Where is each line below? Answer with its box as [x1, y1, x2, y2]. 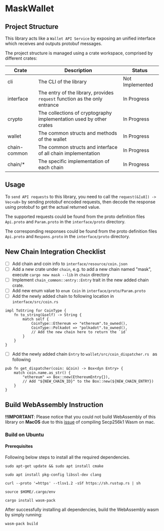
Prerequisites [5, 443, 33, 449]
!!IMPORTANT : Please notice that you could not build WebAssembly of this [5, 413, 156, 419]
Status [132, 67, 148, 73]
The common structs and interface [38, 144, 118, 150]
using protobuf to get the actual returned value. [5, 204, 101, 210]
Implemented [123, 81, 154, 88]
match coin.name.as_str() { [14, 370, 71, 375]
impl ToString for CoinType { [5, 308, 67, 313]
